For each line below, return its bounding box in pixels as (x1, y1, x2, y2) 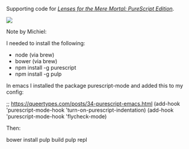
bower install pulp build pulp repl (6, 136, 87, 143)
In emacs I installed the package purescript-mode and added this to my (6, 82, 184, 89)
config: (6, 88, 24, 96)
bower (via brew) (14, 58, 58, 65)
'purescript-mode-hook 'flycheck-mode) (6, 113, 107, 120)
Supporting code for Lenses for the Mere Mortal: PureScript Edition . (6, 5, 175, 12)
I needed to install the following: (6, 40, 85, 47)
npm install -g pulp (14, 70, 62, 78)
